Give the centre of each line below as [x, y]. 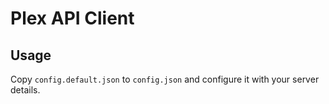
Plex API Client [72, 18]
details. [25, 90]
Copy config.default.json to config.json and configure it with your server [165, 79]
